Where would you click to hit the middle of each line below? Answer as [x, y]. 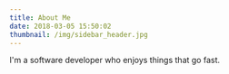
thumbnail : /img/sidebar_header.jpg [79, 34]
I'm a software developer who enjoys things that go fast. [115, 60]
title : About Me [40, 18]
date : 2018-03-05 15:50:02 [60, 26]
